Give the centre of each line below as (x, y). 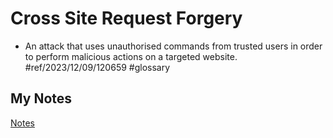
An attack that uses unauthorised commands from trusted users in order (173, 46)
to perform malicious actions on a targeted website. (131, 56)
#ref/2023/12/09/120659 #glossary (97, 67)
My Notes (41, 98)
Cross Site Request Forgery (126, 18)
